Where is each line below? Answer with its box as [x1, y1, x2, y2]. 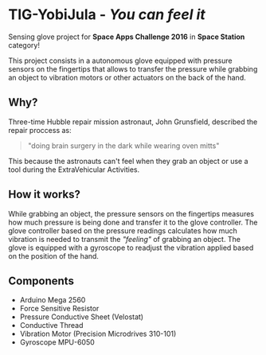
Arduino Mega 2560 [19, 295, 86, 305]
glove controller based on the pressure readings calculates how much [8, 225, 237, 236]
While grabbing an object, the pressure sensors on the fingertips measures [8, 209, 255, 218]
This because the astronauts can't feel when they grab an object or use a [8, 156, 248, 166]
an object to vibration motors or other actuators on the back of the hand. [8, 72, 246, 82]
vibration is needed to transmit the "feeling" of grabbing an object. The [8, 234, 241, 244]
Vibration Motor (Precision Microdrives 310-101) [19, 329, 177, 339]
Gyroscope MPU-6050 [19, 337, 96, 347]
